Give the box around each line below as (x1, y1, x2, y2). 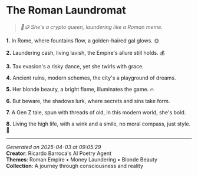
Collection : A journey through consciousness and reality (6, 162, 143, 169)
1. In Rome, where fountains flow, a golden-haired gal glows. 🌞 (6, 37, 160, 44)
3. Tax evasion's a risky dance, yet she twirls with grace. (6, 62, 144, 70)
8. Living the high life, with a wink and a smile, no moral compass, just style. (6, 120, 191, 127)
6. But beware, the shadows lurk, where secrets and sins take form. (6, 97, 170, 104)
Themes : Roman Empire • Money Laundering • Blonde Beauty (6, 156, 158, 163)
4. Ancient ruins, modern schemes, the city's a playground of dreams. (6, 74, 176, 81)
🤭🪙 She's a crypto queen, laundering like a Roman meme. (20, 23, 163, 30)
